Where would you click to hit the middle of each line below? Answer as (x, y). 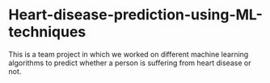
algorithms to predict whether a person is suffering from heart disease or (130, 63)
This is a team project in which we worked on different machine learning (129, 54)
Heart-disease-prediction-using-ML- (135, 15)
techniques (47, 32)
